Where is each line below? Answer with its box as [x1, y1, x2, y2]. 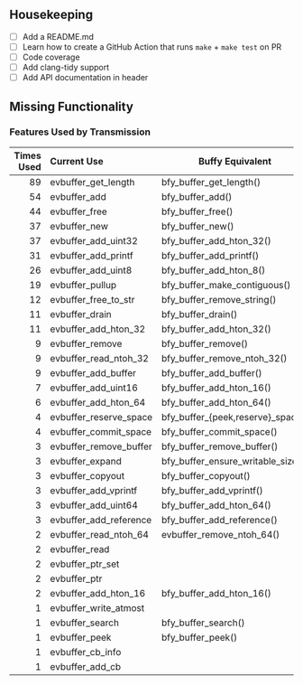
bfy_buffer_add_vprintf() [161, 483, 263, 496]
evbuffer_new [50, 220, 108, 232]
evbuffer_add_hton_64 [50, 396, 146, 408]
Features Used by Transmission [9, 126, 151, 138]
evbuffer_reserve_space [50, 410, 153, 423]
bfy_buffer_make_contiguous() [161, 278, 291, 291]
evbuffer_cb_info [50, 645, 122, 658]
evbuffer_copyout [50, 469, 125, 482]
